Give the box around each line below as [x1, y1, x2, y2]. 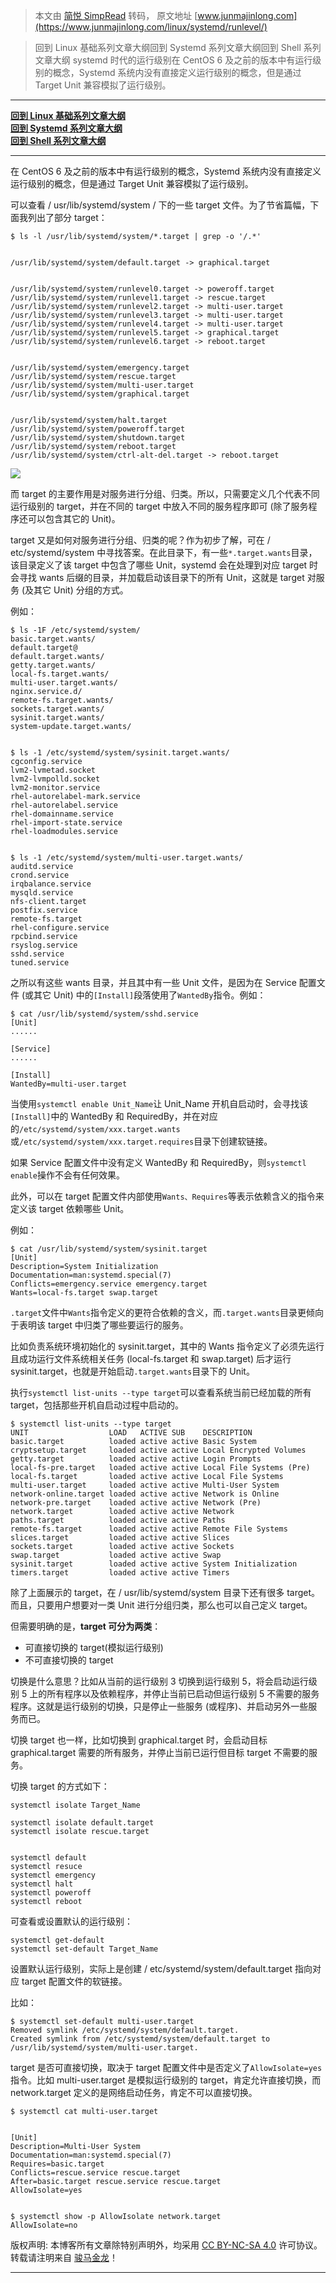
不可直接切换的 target [24, 1654, 114, 1666]
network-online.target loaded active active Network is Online [10, 1489, 280, 1499]
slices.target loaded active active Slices [10, 1533, 230, 1543]
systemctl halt [10, 1879, 74, 1889]
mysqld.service [10, 888, 74, 898]
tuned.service [10, 958, 70, 968]
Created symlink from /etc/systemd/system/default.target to [10, 2034, 271, 2044]
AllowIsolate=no [10, 2220, 78, 2230]
